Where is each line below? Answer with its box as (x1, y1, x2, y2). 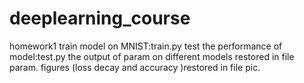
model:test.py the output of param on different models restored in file (9, 50, 295, 62)
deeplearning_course (9, 7, 191, 30)
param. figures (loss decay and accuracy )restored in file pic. (9, 61, 261, 73)
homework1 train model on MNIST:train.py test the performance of (9, 40, 283, 52)
